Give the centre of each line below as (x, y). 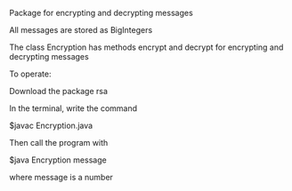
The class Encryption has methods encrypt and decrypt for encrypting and (146, 47)
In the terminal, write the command (73, 108)
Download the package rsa (59, 91)
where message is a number (61, 177)
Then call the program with (59, 143)
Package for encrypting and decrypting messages (101, 13)
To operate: (30, 74)
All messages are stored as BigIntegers (81, 30)
